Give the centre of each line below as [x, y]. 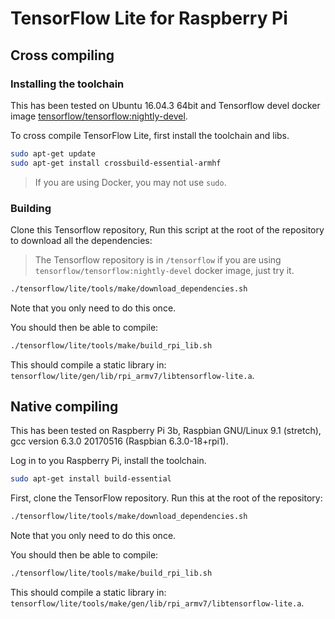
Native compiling [64, 407]
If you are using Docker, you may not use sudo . [130, 182]
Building [31, 208]
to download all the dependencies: [81, 240]
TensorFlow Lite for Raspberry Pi [149, 18]
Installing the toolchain [67, 84]
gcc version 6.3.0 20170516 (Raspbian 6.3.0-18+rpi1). [119, 441]
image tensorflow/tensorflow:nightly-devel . [99, 116]
